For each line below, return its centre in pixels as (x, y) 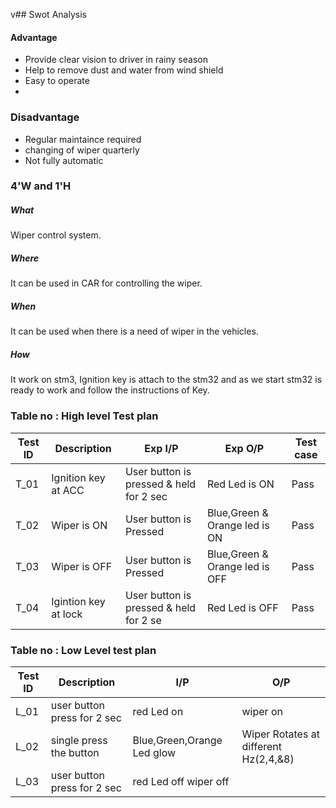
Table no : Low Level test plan (83, 650)
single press (79, 740)
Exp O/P (244, 448)
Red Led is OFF (242, 607)
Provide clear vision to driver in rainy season (116, 60)
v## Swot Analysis (48, 14)
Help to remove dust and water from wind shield (124, 70)
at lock (67, 614)
